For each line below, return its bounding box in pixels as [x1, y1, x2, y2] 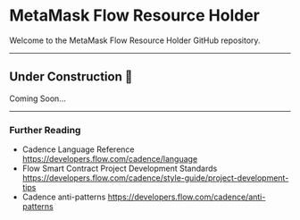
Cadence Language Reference [21, 144, 135, 155]
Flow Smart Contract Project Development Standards [21, 163, 218, 174]
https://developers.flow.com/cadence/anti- [107, 191, 266, 202]
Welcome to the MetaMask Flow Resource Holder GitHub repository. [9, 35, 261, 46]
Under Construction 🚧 [9, 69, 133, 85]
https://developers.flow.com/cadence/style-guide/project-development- [21, 173, 289, 183]
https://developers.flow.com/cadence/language [21, 154, 198, 165]
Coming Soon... [9, 93, 67, 104]
